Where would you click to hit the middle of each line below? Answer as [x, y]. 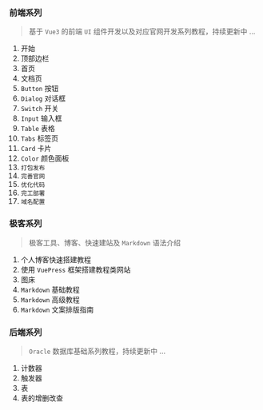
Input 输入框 [41, 118]
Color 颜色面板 [45, 158]
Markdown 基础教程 [50, 289]
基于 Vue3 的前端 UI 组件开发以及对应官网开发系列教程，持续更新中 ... [142, 32]
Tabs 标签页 [40, 138]
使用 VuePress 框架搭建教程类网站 [76, 269]
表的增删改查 [42, 398]
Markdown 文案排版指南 [57, 309]
